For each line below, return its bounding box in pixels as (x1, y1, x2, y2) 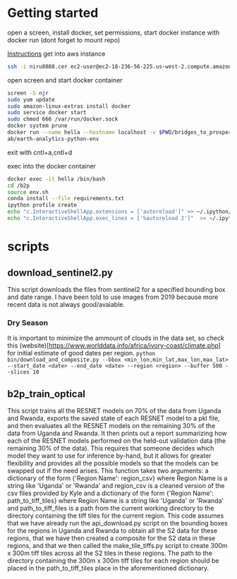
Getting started (7, 5, 99, 21)
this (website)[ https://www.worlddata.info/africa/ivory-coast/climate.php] (7, 341, 221, 350)
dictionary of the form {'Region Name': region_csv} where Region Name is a (7, 474, 228, 482)
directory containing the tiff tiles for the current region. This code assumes (7, 511, 224, 520)
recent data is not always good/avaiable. (7, 300, 126, 308)
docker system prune (7, 122, 68, 130)
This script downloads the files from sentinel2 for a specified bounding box (7, 285, 226, 293)
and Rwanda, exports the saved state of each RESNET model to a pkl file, (7, 414, 220, 422)
